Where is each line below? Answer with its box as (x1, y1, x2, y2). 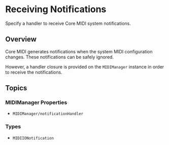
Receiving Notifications (5, 4, 107, 15)
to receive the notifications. (5, 69, 62, 75)
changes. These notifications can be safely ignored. (5, 54, 114, 60)
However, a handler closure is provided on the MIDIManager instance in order (5, 63, 164, 69)
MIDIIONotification (12, 135, 54, 140)
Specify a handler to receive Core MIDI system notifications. (5, 20, 131, 26)
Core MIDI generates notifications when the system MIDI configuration (5, 48, 153, 54)
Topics (5, 84, 27, 92)
